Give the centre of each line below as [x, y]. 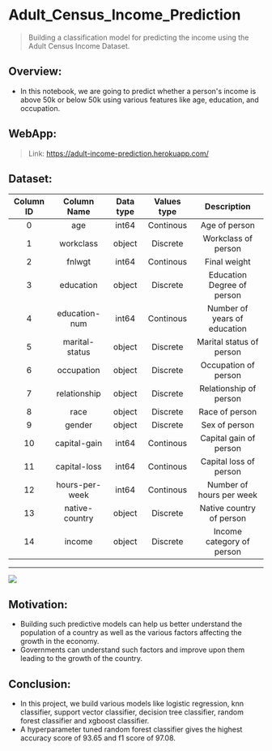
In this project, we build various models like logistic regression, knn [132, 704]
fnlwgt [79, 262]
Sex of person [228, 425]
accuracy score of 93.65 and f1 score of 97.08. [98, 738]
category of [227, 542]
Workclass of [228, 238]
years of [228, 319]
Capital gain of [227, 438]
